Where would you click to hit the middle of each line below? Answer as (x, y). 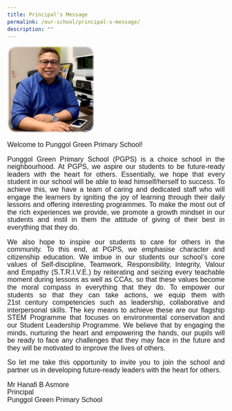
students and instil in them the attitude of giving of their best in (116, 220)
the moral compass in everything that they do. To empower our (116, 288)
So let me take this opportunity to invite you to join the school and (116, 363)
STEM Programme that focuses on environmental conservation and (116, 318)
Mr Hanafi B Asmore (38, 384)
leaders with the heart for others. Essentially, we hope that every (116, 174)
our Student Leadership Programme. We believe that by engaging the (116, 325)
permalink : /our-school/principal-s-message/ (74, 22)
